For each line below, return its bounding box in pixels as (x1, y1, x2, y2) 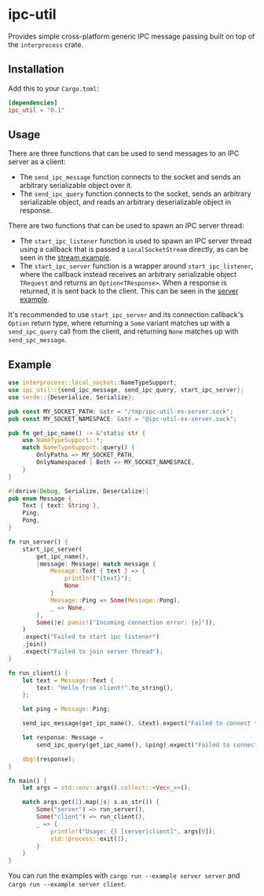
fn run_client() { (8, 669, 68, 677)
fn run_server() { (8, 537, 68, 546)
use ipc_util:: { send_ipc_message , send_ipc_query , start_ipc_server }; (8, 386, 244, 394)
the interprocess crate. (8, 39, 84, 49)
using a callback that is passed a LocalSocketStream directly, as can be (19, 245, 249, 254)
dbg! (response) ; (22, 755, 76, 763)
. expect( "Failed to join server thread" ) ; (22, 647, 163, 655)
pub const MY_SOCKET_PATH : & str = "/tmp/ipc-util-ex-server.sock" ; (8, 407, 234, 415)
